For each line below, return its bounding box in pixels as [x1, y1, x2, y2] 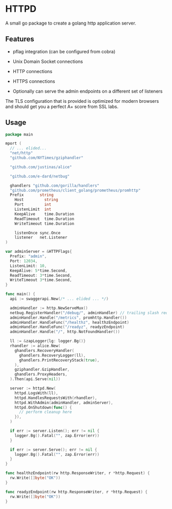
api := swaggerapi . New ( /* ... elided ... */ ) [10, 296, 109, 302]
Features [5, 35, 34, 43]
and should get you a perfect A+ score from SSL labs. [5, 103, 119, 109]
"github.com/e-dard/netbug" [10, 173, 70, 179]
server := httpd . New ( [10, 386, 56, 391]
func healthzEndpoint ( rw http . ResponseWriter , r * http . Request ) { [5, 471, 150, 476]
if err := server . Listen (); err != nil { [10, 428, 100, 434]
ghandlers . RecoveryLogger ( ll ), [18, 352, 86, 358]
